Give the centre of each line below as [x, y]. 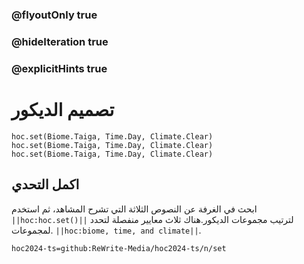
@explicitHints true [59, 68]
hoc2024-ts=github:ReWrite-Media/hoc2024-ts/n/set [119, 248]
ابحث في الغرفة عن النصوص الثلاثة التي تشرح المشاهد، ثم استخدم [134, 209]
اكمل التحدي [45, 184]
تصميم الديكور [63, 109]
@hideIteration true [60, 41]
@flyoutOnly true [54, 15]
